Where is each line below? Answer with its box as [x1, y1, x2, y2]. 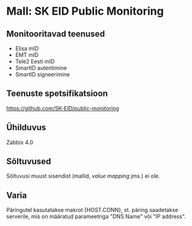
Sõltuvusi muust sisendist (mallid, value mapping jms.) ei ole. [6, 172, 160, 180]
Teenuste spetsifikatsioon [6, 89, 108, 99]
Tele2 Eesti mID [15, 58, 55, 65]
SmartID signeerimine [15, 71, 70, 78]
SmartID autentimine [15, 64, 67, 71]
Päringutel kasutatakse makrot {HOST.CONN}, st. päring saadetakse [6, 206, 179, 214]
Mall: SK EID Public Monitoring [6, 4, 164, 18]
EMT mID [15, 51, 39, 59]
